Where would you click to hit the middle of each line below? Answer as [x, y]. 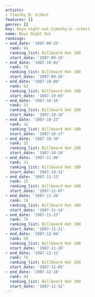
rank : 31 [19, 162]
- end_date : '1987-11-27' [33, 215]
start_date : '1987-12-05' [38, 267]
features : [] [19, 19]
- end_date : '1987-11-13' [33, 177]
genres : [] [17, 24]
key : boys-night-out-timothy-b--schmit [48, 29]
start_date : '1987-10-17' [38, 134]
